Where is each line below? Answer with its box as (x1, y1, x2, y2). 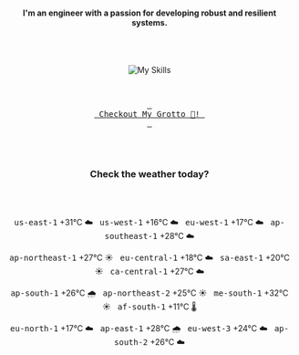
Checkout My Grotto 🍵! (98, 110, 201, 120)
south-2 (114, 337, 149, 347)
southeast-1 (104, 231, 159, 241)
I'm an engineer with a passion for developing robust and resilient (22, 7, 277, 18)
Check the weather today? (89, 168, 210, 181)
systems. (131, 16, 168, 27)
